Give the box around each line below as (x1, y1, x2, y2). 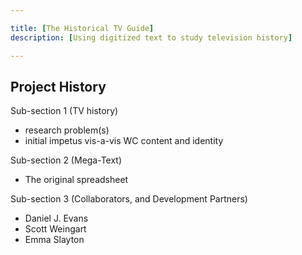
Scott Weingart (24, 223, 87, 235)
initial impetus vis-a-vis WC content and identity (24, 135, 224, 147)
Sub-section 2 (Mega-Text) (10, 154, 123, 166)
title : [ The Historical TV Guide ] (10, 23, 155, 33)
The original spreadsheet (24, 174, 129, 186)
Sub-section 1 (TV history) (10, 105, 119, 117)
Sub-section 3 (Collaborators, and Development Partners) (10, 193, 248, 205)
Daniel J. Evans (24, 212, 89, 225)
